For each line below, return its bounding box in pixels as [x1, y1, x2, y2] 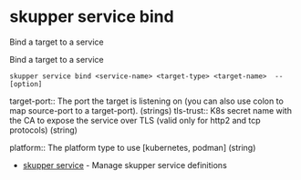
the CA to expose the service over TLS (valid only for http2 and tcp [9, 115, 262, 125]
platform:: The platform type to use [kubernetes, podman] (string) [9, 142, 256, 153]
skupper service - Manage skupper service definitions [22, 159, 228, 170]
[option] [9, 79, 43, 88]
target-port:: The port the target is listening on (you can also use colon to [9, 95, 285, 106]
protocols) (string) [9, 125, 78, 135]
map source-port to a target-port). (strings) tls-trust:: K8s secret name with [9, 105, 292, 115]
